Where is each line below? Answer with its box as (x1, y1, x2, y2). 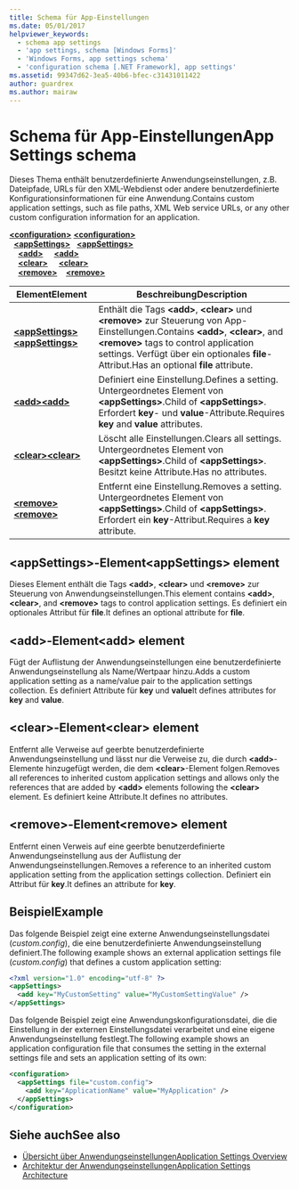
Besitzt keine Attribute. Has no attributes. (98, 466, 267, 478)
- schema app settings (17, 37, 101, 47)
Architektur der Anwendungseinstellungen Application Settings (21, 1160, 251, 1171)
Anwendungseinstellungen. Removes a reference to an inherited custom (9, 859, 271, 870)
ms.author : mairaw (9, 87, 77, 96)
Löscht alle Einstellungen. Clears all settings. (98, 433, 282, 445)
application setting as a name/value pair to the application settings (9, 676, 253, 687)
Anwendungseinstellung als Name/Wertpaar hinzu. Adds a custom (9, 666, 251, 677)
